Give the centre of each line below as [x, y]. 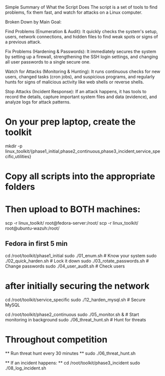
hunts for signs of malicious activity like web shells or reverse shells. [75, 82]
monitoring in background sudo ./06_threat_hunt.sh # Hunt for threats [76, 319]
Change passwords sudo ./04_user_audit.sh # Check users [65, 266]
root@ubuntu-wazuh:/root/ [33, 228]
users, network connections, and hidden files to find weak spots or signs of [82, 37]
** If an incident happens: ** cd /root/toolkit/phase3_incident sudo [73, 363]
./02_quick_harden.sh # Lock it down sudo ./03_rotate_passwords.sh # [77, 261]
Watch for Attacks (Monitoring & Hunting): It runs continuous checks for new [83, 71]
